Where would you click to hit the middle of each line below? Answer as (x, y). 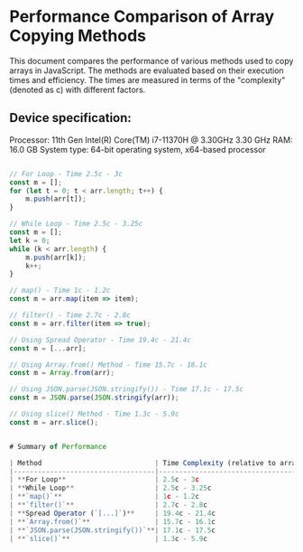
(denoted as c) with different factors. (78, 89)
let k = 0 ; (30, 240)
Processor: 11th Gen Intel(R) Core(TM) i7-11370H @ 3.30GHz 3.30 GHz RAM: (151, 140)
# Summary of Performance (58, 446)
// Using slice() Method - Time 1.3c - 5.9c (94, 414)
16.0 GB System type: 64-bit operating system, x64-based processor (138, 149)
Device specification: (71, 118)
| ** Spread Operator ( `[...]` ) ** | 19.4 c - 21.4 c (113, 513)
